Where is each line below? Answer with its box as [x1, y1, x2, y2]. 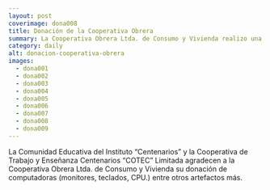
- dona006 [15, 102, 49, 110]
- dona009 [15, 125, 49, 133]
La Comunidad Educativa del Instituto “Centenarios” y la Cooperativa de [8, 146, 248, 156]
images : [8, 57, 35, 65]
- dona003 [15, 79, 49, 87]
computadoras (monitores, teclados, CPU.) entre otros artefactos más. [8, 172, 243, 182]
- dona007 [15, 110, 49, 118]
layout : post [8, 11, 53, 20]
